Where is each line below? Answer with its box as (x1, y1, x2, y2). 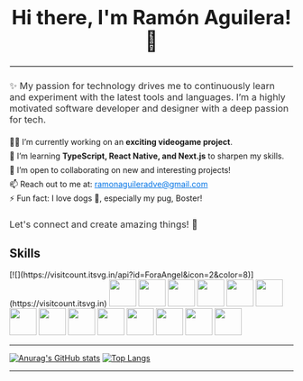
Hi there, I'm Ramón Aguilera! (11, 5, 292, 30)
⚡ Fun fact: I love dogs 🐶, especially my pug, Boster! (9, 193, 203, 204)
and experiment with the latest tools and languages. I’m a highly (9, 91, 286, 104)
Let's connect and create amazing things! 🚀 (9, 218, 198, 231)
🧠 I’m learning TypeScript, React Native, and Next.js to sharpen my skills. (9, 150, 285, 161)
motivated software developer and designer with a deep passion (9, 103, 289, 115)
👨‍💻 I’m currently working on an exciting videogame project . (9, 136, 233, 147)
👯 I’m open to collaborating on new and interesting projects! (9, 165, 232, 176)
